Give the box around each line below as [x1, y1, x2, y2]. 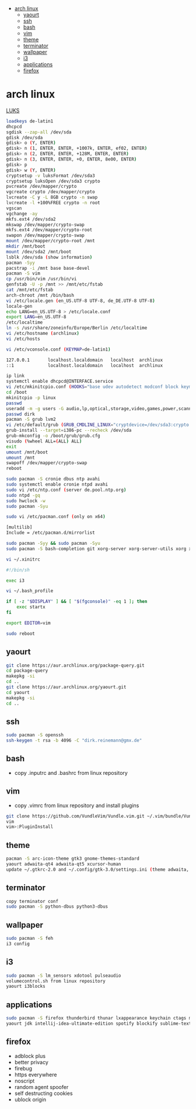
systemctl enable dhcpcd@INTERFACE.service [6, 379, 114, 384]
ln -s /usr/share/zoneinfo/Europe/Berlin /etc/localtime [6, 325, 148, 331]
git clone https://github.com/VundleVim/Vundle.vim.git [6, 813, 145, 819]
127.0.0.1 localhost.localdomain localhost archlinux [6, 357, 163, 363]
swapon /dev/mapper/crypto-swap [6, 232, 85, 239]
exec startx [16, 604, 45, 610]
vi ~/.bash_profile [6, 588, 54, 594]
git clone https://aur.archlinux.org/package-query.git [6, 662, 145, 668]
